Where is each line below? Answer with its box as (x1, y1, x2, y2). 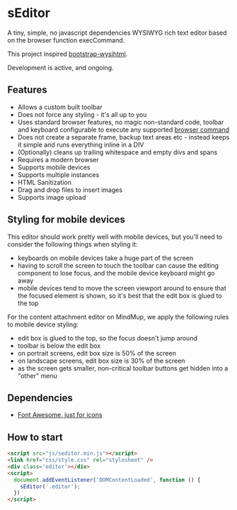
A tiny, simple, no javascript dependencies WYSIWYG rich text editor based (7, 28, 228, 37)
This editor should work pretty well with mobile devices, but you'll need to (7, 232, 223, 241)
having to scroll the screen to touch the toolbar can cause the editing (17, 261, 219, 270)
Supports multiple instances (17, 170, 100, 178)
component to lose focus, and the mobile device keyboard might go (17, 268, 215, 277)
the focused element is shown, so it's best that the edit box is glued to (17, 291, 222, 300)
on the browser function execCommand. (7, 35, 125, 44)
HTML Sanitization (17, 178, 72, 186)
